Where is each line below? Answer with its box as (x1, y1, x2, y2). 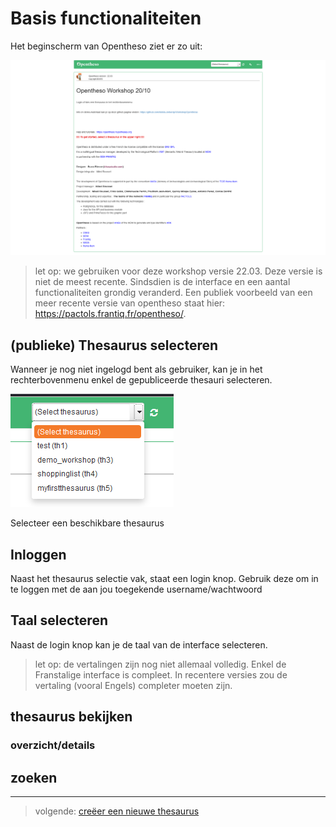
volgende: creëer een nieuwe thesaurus (34, 805, 200, 817)
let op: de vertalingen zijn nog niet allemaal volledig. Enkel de (34, 658, 287, 670)
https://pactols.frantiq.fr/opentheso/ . (34, 308, 187, 320)
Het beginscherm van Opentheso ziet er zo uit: (10, 40, 203, 52)
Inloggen (10, 546, 67, 563)
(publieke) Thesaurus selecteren (10, 337, 219, 354)
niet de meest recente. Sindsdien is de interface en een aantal (34, 276, 291, 288)
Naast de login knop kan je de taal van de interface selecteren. (10, 638, 268, 651)
